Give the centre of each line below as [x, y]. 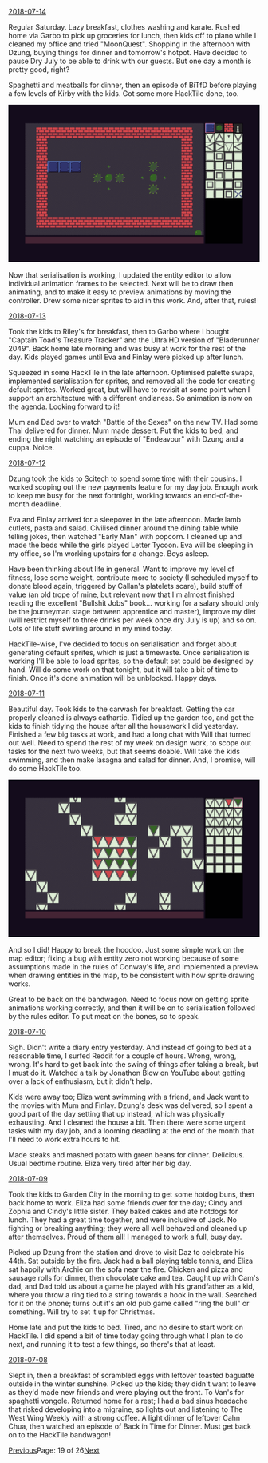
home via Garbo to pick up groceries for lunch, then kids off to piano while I [132, 36]
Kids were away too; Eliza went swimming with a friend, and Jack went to [129, 1097]
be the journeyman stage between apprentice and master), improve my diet [132, 612]
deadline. [46, 504]
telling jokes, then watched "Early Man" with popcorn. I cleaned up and [125, 536]
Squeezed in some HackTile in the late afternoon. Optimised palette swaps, [132, 372]
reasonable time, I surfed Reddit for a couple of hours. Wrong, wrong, [122, 1056]
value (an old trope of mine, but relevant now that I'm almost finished [122, 594]
